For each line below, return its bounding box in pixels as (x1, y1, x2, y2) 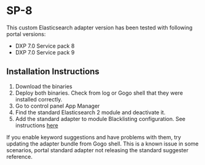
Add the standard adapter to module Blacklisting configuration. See (15, 115, 186, 122)
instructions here (15, 122, 58, 129)
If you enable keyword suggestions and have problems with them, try (6, 133, 181, 141)
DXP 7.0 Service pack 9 (15, 48, 75, 56)
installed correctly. (15, 95, 63, 103)
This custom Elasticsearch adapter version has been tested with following (6, 24, 193, 31)
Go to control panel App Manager (15, 102, 100, 109)
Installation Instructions (6, 67, 100, 77)
